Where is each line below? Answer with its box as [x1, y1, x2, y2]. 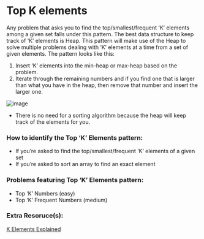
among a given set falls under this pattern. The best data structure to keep [6, 30, 194, 37]
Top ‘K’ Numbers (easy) [15, 189, 75, 197]
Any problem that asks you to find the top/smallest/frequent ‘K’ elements [6, 24, 190, 31]
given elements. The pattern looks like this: [6, 50, 115, 57]
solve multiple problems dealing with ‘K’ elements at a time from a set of [6, 44, 189, 51]
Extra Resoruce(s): [6, 211, 64, 220]
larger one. [15, 88, 43, 95]
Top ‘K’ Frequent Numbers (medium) [15, 196, 108, 203]
